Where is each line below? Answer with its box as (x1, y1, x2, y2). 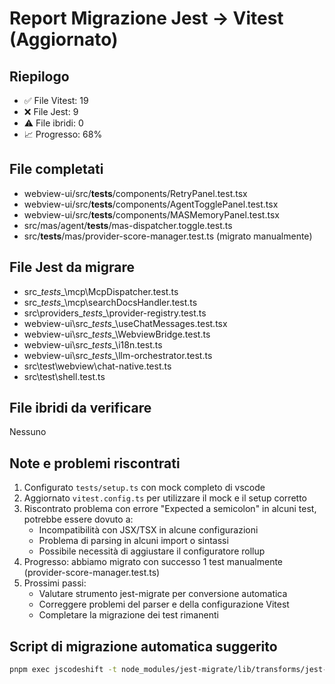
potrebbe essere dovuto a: (23, 513, 134, 526)
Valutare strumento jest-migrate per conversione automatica (38, 588, 288, 600)
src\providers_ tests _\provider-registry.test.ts (23, 307, 207, 319)
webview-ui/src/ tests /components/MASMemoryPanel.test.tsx (23, 208, 280, 221)
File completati (9, 161, 104, 178)
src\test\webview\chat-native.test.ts (23, 360, 172, 372)
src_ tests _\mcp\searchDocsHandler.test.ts (23, 296, 198, 308)
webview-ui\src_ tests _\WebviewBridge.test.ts (23, 328, 211, 340)
